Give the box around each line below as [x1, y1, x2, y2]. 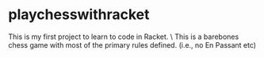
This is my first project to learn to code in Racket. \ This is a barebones [8, 32, 239, 41]
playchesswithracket [8, 6, 150, 24]
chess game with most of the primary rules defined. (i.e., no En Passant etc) [8, 40, 256, 49]
